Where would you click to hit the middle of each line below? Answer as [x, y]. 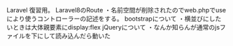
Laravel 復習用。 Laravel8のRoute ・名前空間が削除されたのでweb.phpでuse [116, 10]
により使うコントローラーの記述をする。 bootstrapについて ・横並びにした [114, 19]
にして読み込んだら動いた [74, 36]
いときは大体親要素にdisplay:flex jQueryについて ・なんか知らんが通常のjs [113, 27]
